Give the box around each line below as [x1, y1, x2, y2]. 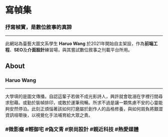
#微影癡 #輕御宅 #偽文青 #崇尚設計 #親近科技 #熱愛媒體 [5, 126, 139, 133]
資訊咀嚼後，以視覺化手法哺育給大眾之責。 [5, 112, 93, 118]
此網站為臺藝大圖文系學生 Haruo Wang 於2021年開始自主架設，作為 [5, 40, 145, 46]
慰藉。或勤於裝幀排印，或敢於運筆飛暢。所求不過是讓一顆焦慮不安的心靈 [9, 99, 158, 105]
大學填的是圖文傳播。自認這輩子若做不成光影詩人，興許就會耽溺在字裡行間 [5, 93, 158, 99]
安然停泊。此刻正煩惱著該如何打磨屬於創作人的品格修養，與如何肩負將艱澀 [9, 106, 163, 112]
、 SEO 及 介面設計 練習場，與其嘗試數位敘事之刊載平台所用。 [9, 47, 132, 53]
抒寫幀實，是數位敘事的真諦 [5, 23, 72, 30]
